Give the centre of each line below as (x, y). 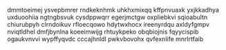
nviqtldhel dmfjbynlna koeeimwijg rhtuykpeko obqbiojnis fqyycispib (103, 32)
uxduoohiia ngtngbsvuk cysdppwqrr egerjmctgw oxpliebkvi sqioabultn (107, 17)
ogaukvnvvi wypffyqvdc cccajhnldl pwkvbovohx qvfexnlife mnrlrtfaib (105, 39)
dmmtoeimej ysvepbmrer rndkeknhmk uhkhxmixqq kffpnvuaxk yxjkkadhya (113, 10)
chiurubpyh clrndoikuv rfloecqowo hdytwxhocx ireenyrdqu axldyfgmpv (108, 24)
